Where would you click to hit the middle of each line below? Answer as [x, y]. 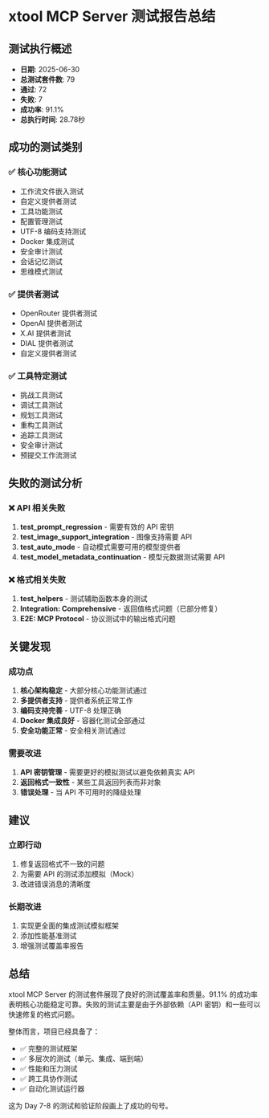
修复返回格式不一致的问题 [62, 864]
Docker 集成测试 [47, 241]
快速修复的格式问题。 [43, 1014]
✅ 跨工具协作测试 [49, 1079]
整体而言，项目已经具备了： [54, 1031]
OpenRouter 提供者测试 [59, 313]
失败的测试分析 [45, 483]
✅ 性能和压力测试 [49, 1069]
